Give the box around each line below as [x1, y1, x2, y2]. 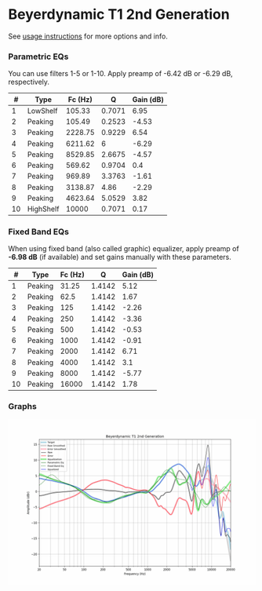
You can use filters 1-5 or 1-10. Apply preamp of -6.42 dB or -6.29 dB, [8, 69, 233, 78]
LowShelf [27, 106, 58, 115]
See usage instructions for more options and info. [8, 31, 169, 41]
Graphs [8, 401, 37, 412]
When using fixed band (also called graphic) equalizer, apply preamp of [8, 244, 239, 254]
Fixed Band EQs [8, 226, 69, 237]
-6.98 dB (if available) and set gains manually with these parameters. [8, 253, 231, 262]
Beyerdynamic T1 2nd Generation [8, 5, 230, 24]
